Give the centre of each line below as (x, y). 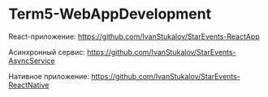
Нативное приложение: (49, 76)
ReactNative (29, 85)
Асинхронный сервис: (47, 52)
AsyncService (32, 61)
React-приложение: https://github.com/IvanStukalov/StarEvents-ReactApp (134, 36)
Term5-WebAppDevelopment (110, 14)
